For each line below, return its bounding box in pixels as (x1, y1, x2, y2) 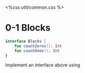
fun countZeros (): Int (14, 43, 62, 49)
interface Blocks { (5, 39, 47, 44)
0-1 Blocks (5, 22, 51, 33)
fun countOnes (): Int (14, 48, 60, 53)
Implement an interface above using (5, 62, 80, 68)
